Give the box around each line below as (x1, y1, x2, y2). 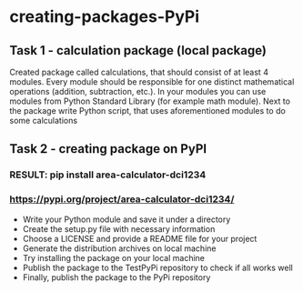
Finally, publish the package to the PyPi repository (22, 271, 211, 283)
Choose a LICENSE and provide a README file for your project (22, 233, 258, 244)
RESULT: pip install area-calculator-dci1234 (9, 168, 207, 181)
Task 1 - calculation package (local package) (9, 43, 267, 58)
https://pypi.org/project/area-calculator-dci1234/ (9, 193, 235, 206)
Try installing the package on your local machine (22, 252, 206, 263)
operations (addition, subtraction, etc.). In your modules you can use (9, 86, 267, 96)
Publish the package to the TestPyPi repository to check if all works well (22, 262, 293, 273)
